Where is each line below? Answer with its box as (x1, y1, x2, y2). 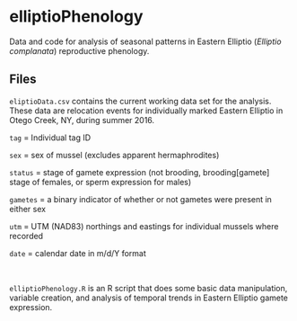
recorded (9, 230, 43, 241)
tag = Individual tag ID (9, 132, 92, 143)
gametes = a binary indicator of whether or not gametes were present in (9, 193, 272, 204)
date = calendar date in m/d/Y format (9, 247, 146, 258)
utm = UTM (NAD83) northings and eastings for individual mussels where (9, 220, 279, 231)
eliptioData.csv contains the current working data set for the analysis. (9, 95, 272, 106)
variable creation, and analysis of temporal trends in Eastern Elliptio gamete (9, 292, 289, 303)
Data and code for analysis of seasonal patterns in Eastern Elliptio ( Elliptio (9, 36, 282, 47)
